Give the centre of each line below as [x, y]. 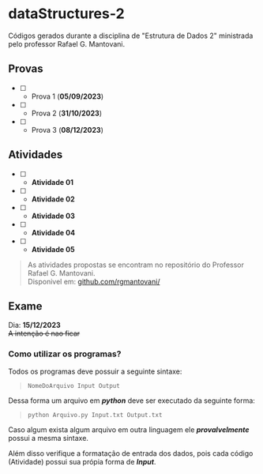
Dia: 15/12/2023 [34, 325]
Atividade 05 [53, 249]
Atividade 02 [53, 199]
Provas [26, 69]
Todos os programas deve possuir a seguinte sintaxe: [95, 371]
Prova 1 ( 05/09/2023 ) [68, 96]
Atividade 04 [53, 232]
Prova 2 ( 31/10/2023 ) [67, 113]
